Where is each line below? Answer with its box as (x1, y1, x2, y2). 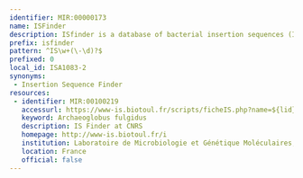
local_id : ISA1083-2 (9, 64, 87, 73)
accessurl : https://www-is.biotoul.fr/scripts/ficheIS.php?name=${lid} (21, 105, 297, 114)
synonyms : (9, 72, 47, 81)
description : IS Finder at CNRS (21, 122, 143, 131)
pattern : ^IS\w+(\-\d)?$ (9, 47, 103, 56)
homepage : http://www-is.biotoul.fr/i (21, 130, 168, 139)
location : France (21, 147, 87, 156)
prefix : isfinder (9, 38, 75, 48)
